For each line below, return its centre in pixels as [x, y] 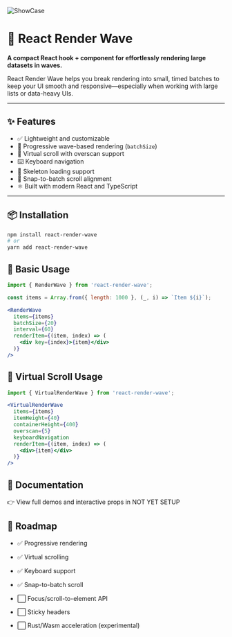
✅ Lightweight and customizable [64, 138]
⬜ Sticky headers [43, 612]
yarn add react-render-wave [48, 247]
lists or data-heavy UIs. [40, 93]
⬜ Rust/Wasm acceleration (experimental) [78, 625]
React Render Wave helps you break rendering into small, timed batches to [113, 78]
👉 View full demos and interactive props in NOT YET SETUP [94, 502]
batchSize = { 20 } [35, 323]
